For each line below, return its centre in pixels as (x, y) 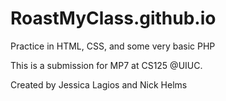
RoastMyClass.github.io (113, 18)
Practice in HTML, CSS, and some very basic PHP (113, 46)
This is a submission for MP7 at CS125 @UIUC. (106, 65)
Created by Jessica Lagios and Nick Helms (99, 84)
